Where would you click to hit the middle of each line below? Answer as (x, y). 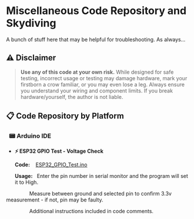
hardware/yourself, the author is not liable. (72, 97)
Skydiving (31, 23)
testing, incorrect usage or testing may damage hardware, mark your (104, 78)
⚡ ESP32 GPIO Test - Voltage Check (59, 151)
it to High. (26, 182)
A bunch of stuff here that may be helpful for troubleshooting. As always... (96, 39)
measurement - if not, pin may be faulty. (55, 200)
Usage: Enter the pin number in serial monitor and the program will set (101, 176)
